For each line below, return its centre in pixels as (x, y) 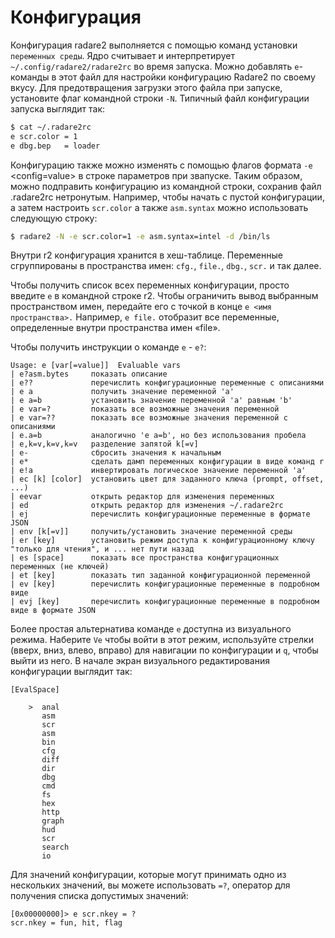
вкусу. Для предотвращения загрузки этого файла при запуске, (146, 87)
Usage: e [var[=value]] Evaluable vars (96, 366)
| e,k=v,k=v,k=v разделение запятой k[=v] (104, 444)
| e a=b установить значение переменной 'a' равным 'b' (151, 401)
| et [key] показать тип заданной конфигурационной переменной (160, 576)
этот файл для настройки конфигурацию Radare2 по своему (187, 77)
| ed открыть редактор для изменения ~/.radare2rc (147, 506)
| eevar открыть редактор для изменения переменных (142, 497)
